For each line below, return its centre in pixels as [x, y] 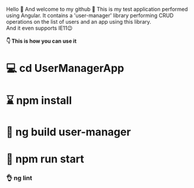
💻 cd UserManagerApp [65, 68]
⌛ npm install [39, 101]
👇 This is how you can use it [42, 41]
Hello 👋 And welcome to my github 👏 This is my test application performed [97, 9]
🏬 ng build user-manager [69, 132]
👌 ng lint [19, 178]
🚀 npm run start [45, 159]
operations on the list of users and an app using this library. [79, 22]
